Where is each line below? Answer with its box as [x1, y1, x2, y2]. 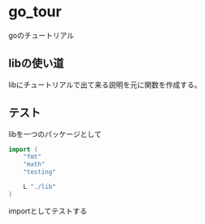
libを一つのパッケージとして [8, 129, 102, 138]
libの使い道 [8, 56, 64, 71]
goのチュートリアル [8, 30, 75, 40]
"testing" [23, 168, 57, 177]
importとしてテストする [8, 206, 88, 216]
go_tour [8, 2, 63, 21]
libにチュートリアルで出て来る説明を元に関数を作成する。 [8, 80, 202, 90]
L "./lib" [23, 182, 57, 191]
